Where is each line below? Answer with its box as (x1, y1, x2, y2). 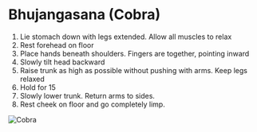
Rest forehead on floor (19, 40, 94, 49)
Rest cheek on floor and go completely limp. (19, 99, 165, 109)
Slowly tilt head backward (19, 57, 105, 67)
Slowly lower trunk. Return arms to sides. (19, 91, 156, 100)
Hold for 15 (19, 82, 56, 92)
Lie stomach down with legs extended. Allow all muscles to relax (19, 32, 232, 41)
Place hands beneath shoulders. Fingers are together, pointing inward (19, 49, 250, 58)
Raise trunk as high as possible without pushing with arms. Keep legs (19, 65, 247, 75)
